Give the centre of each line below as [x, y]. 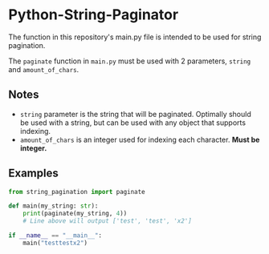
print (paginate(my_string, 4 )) [75, 214]
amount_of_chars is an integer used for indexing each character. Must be [140, 139]
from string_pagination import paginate [77, 192]
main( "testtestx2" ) [55, 243]
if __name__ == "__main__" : [55, 236]
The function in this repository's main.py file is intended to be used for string [135, 37]
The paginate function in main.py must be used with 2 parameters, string [130, 61]
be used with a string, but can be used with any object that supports [133, 123]
